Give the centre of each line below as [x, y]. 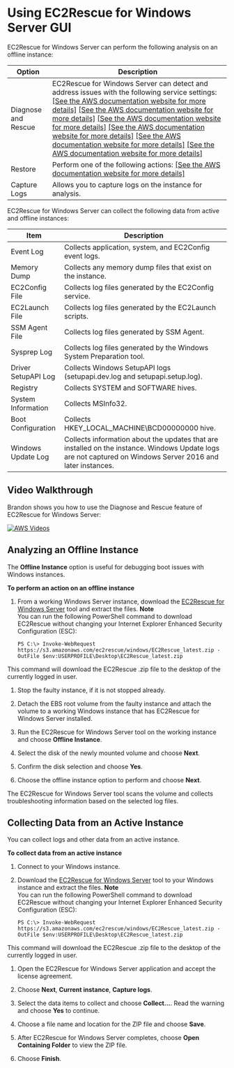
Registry [24, 388]
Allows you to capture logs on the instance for [127, 184]
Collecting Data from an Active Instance [95, 822]
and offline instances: [38, 218]
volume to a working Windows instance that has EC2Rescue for [108, 711]
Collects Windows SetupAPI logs [117, 367]
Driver [21, 367]
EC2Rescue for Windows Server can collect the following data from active [113, 210]
